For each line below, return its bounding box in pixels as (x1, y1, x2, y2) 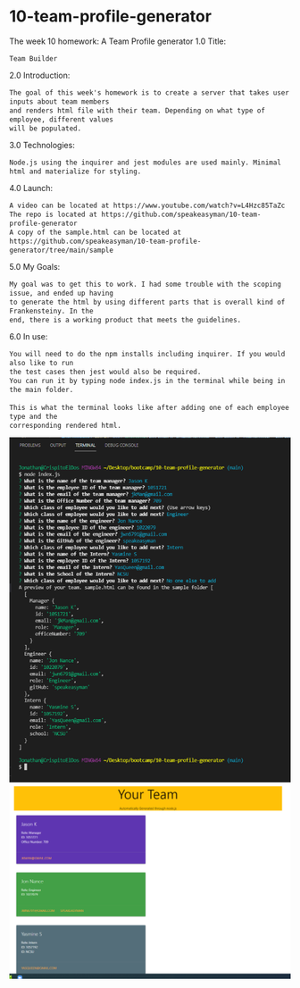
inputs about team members (9, 96, 110, 106)
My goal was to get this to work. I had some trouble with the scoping (9, 280, 281, 289)
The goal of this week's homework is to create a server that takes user (9, 88, 290, 97)
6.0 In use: (9, 331, 48, 341)
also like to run (9, 358, 74, 367)
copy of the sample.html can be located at (17, 228, 181, 237)
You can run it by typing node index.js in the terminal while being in (9, 376, 286, 385)
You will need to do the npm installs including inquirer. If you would (9, 349, 286, 358)
